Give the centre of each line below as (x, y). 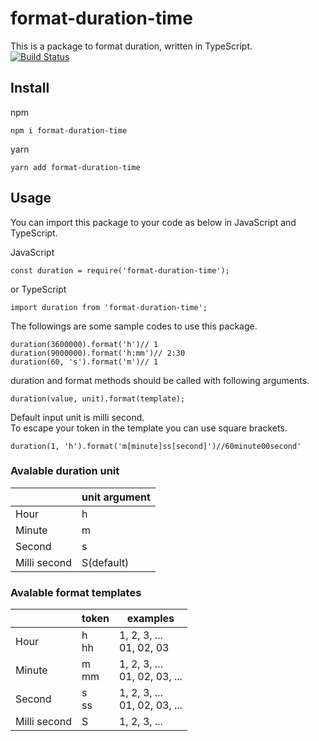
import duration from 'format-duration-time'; (109, 307)
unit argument (116, 497)
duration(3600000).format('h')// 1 (84, 344)
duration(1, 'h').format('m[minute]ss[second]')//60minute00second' (156, 446)
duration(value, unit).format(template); (98, 398)
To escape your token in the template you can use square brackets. (149, 428)
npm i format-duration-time (69, 130)
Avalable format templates (76, 592)
